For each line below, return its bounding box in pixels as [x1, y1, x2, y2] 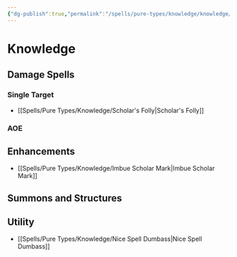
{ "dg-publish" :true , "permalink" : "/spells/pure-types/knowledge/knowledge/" [7, 10, 235, 18]
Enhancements [7, 145, 75, 157]
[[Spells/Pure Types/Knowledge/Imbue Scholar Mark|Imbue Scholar [17, 164, 215, 173]
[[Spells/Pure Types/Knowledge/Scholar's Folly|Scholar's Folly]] [17, 106, 205, 114]
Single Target [7, 90, 54, 100]
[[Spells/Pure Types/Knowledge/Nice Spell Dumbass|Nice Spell [17, 234, 202, 244]
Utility [7, 216, 35, 228]
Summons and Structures [7, 192, 122, 204]
